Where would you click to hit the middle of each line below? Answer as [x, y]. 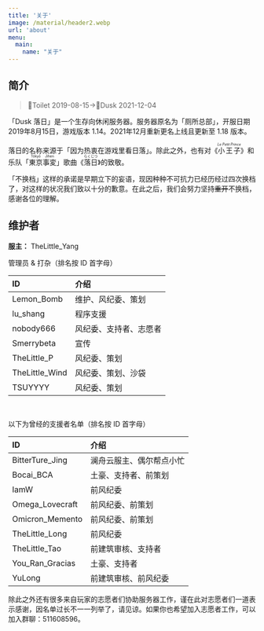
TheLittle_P [33, 358]
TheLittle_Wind [40, 372]
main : [24, 45]
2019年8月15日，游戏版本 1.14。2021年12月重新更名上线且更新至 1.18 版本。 [130, 131]
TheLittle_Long [40, 534]
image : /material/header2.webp [59, 23]
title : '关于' [30, 15]
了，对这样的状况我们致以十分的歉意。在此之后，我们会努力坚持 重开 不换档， [132, 189]
